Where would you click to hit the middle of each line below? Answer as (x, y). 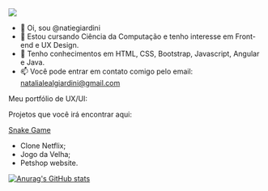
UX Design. (60, 45)
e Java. (32, 62)
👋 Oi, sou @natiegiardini (60, 28)
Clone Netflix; (43, 146)
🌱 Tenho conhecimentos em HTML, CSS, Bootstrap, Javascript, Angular (140, 53)
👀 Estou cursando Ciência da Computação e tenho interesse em (127, 36)
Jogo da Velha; (45, 154)
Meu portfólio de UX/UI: (48, 99)
